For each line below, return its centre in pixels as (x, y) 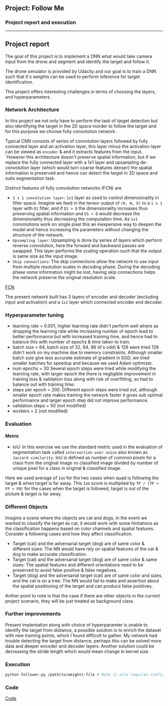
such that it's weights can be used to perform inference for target (72, 77)
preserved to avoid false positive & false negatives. (65, 570)
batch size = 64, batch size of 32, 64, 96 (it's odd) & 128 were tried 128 (85, 347)
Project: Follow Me (35, 8)
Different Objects (26, 507)
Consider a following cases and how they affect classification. (69, 534)
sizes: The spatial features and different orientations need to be (78, 564)
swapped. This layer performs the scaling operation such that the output (87, 251)
